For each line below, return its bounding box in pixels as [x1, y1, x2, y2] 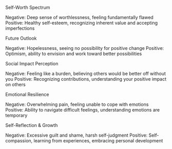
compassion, [5, 138, 33, 143]
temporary [5, 113, 28, 118]
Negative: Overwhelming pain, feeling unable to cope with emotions [5, 101, 149, 107]
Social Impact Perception [5, 61, 59, 66]
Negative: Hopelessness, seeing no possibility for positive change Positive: [5, 45, 164, 51]
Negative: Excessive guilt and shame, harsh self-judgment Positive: [5, 132, 148, 138]
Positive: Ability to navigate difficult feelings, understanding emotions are [5, 107, 160, 113]
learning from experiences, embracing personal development [33, 138, 163, 143]
